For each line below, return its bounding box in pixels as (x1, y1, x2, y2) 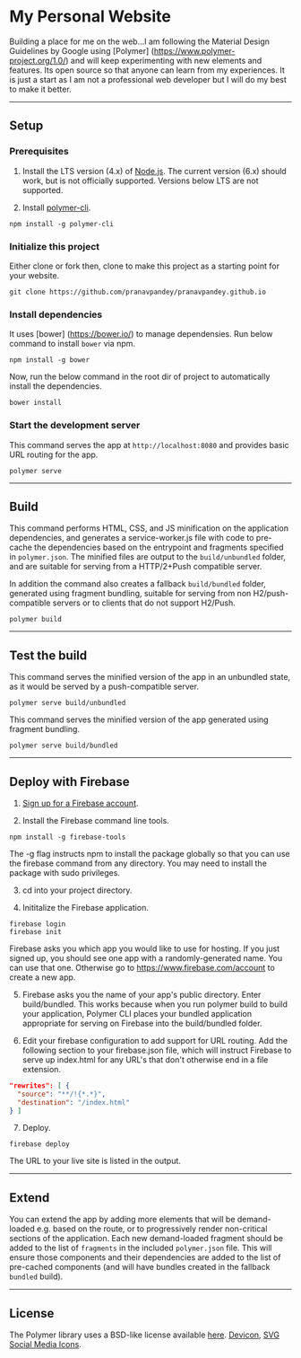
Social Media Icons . (9, 1339, 82, 1350)
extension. (21, 1063, 61, 1074)
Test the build (9, 648, 88, 663)
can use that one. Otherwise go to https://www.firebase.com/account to (9, 962, 275, 973)
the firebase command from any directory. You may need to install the (9, 858, 267, 869)
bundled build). (9, 1271, 64, 1282)
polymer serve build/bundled (9, 741, 118, 751)
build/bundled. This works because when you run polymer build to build (21, 999, 288, 1010)
